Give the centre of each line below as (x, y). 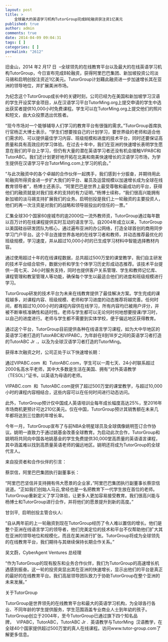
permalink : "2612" (24, 52)
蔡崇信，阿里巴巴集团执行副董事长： (42, 472)
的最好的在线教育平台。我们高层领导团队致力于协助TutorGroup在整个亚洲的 (83, 575)
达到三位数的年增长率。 (42, 415)
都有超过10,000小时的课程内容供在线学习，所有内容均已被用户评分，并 (86, 305)
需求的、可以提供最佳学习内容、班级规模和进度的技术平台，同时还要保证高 (86, 138)
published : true (22, 24)
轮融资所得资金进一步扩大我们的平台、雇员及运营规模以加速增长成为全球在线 (84, 180)
